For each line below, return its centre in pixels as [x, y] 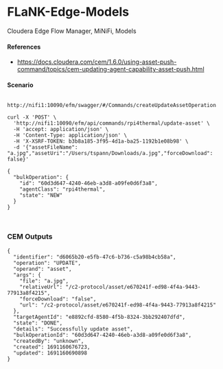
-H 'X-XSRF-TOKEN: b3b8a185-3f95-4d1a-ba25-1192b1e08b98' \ [101, 141]
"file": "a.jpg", [44, 281]
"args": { [27, 275]
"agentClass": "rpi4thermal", [63, 189]
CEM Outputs [30, 237]
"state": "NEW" [41, 195]
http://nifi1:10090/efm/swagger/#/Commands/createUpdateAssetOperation [111, 106]
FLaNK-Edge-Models [68, 12]
